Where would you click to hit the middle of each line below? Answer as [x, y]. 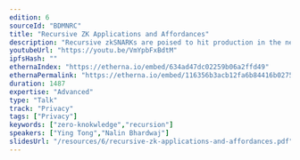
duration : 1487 [37, 84]
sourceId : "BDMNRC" [46, 26]
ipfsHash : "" [33, 59]
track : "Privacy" [42, 108]
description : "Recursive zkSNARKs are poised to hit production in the [145, 42]
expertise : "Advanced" [51, 92]
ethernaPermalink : [43, 76]
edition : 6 [29, 17]
